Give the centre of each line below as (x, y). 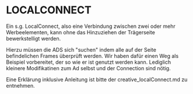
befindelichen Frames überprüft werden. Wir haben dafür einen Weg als (92, 56)
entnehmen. (20, 85)
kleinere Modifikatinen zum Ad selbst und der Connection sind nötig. (88, 68)
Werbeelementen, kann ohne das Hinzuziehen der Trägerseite (81, 32)
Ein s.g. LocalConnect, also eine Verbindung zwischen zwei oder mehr (91, 26)
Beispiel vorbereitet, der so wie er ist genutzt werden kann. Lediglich (89, 62)
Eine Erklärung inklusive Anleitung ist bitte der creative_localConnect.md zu (97, 79)
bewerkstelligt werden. (34, 38)
